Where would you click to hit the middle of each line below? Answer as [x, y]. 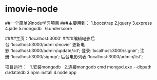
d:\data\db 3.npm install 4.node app [41, 72]
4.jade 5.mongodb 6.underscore [39, 28]
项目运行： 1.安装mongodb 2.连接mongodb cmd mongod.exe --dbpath [78, 67]
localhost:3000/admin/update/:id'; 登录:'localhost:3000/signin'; [75, 50]
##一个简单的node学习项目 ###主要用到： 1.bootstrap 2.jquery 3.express [78, 23]
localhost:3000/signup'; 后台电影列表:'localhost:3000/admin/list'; [77, 56]
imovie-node [31, 9]
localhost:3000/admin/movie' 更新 [46, 44]
